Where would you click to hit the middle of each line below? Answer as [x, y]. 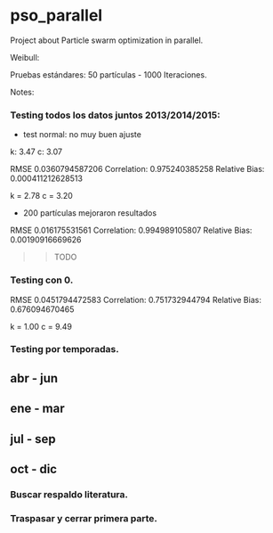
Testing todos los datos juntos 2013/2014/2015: [115, 115]
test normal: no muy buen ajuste [82, 135]
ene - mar [37, 409]
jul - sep [33, 439]
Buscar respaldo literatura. [69, 494]
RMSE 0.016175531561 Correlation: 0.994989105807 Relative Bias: [131, 230]
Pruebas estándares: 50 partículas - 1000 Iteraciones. [108, 74]
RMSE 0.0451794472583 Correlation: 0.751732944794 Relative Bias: [136, 299]
